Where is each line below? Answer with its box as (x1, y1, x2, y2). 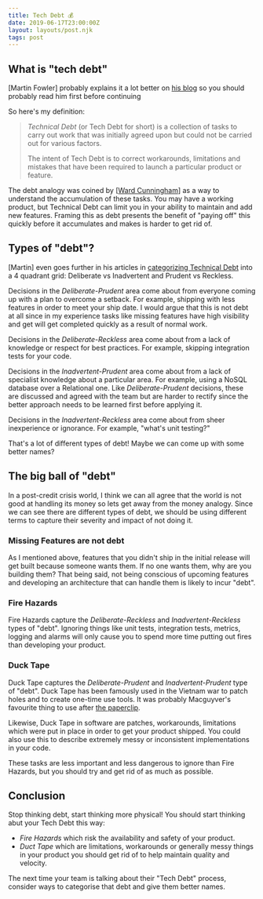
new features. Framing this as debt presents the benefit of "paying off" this (8, 211, 251, 220)
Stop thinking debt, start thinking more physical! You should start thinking (8, 810, 246, 820)
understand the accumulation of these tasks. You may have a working (8, 194, 234, 204)
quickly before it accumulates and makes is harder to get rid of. (8, 219, 213, 228)
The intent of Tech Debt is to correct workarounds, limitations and (27, 154, 241, 163)
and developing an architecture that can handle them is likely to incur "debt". (8, 577, 256, 587)
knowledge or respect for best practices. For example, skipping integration (8, 343, 250, 352)
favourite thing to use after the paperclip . (8, 703, 141, 712)
